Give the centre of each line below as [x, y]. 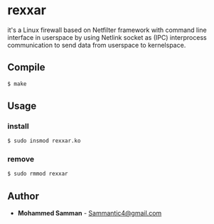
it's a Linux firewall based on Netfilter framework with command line [107, 30]
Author [23, 196]
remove [21, 159]
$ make [17, 84]
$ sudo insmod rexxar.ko [44, 141]
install [18, 126]
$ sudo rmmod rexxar [38, 174]
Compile [26, 67]
